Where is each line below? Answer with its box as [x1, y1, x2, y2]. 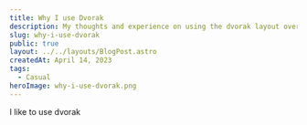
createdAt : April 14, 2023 [9, 56, 112, 65]
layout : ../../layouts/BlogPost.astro [9, 47, 157, 57]
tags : [9, 65, 30, 74]
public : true [9, 38, 59, 48]
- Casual [17, 73, 51, 82]
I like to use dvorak [9, 106, 80, 117]
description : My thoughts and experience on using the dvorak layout [9, 22, 281, 31]
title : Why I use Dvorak [9, 13, 104, 23]
